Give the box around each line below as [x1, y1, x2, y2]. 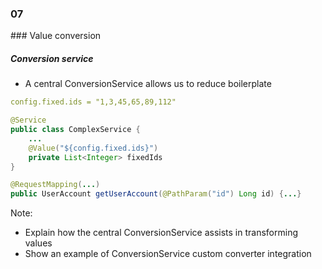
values [24, 237, 53, 249]
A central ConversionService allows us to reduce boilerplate [24, 78, 272, 90]
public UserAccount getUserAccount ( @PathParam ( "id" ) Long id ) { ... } [10, 189, 302, 199]
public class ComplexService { [10, 125, 141, 135]
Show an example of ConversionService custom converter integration [24, 248, 312, 260]
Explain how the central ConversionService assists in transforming [24, 227, 299, 239]
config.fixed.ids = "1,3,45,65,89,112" [10, 97, 177, 107]
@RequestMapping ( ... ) [10, 180, 101, 190]
